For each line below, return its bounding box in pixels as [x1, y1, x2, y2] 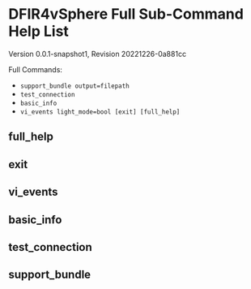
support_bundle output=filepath [19, 82, 130, 90]
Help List [8, 22, 69, 41]
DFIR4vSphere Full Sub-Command [8, 5, 245, 24]
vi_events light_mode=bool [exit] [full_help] [19, 107, 181, 116]
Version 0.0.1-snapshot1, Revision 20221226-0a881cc [8, 49, 187, 58]
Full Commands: [8, 64, 63, 74]
